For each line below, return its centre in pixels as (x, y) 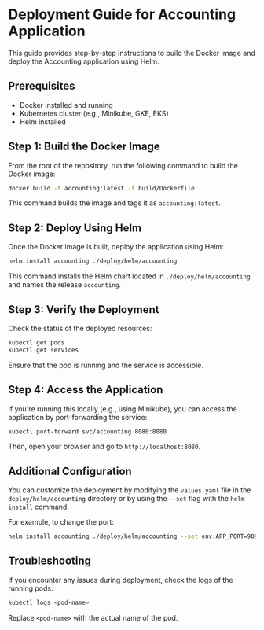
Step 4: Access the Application (86, 390)
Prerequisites (42, 86)
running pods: (31, 588)
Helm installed (43, 122)
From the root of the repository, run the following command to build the (123, 165)
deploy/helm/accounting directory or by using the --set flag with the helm (126, 499)
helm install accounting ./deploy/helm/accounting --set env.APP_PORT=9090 (135, 536)
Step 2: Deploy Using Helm (75, 228)
